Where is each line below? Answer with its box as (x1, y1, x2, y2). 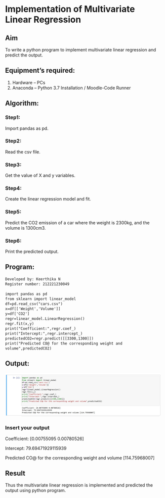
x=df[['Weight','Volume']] (5, 306, 61, 311)
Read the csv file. (5, 149, 41, 154)
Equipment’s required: (5, 66, 75, 75)
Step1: (5, 114, 21, 121)
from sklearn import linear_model (5, 296, 77, 301)
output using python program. (5, 488, 66, 494)
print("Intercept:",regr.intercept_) (5, 331, 83, 336)
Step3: (5, 161, 22, 168)
